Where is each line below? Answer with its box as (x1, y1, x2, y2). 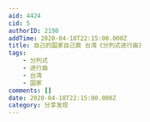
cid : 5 (8, 19, 30, 27)
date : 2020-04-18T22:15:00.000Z (8, 94, 116, 102)
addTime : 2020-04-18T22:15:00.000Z (8, 34, 128, 43)
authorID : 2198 (8, 26, 59, 35)
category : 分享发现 (8, 101, 69, 109)
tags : (8, 49, 26, 57)
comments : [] (8, 86, 52, 95)
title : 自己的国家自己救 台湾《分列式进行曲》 (8, 42, 145, 50)
